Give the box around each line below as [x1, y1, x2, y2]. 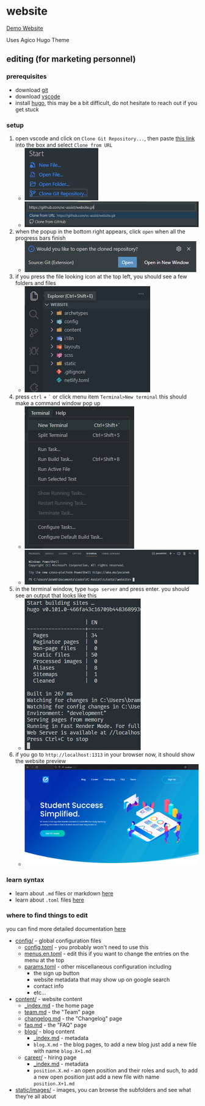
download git [15, 86, 49, 93]
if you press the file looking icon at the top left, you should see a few [15, 273, 187, 280]
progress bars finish [15, 234, 66, 242]
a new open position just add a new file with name [33, 1073, 160, 1080]
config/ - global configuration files [15, 937, 102, 944]
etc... [33, 989, 47, 996]
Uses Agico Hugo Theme [6, 36, 70, 43]
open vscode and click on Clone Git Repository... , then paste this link [15, 134, 195, 142]
